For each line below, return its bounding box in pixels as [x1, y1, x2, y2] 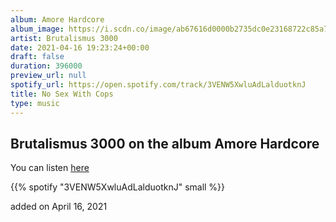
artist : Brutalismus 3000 [10, 33, 118, 43]
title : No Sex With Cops [10, 89, 114, 99]
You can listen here [10, 162, 90, 174]
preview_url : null [10, 71, 87, 81]
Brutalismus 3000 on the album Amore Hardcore [10, 135, 320, 152]
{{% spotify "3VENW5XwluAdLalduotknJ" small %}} [10, 181, 226, 193]
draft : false [10, 52, 65, 62]
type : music [10, 98, 60, 108]
